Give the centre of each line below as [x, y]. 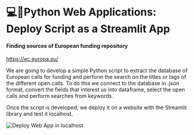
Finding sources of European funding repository [67, 45]
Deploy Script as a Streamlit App [88, 29]
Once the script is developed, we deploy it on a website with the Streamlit [96, 108]
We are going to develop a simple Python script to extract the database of [97, 70]
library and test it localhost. [40, 114]
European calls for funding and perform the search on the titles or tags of [96, 77]
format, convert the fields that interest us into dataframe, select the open [96, 90]
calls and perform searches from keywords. [60, 96]
